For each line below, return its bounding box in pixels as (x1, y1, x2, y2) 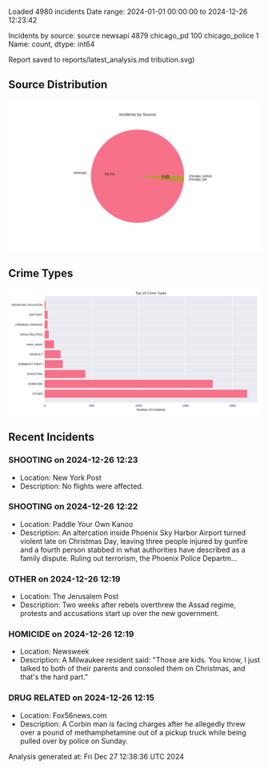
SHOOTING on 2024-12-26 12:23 (8, 454, 138, 465)
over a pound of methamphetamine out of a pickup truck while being (19, 727, 246, 737)
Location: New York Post (19, 473, 102, 482)
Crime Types (8, 267, 74, 280)
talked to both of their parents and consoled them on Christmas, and (19, 664, 246, 674)
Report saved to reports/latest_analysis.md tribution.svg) (8, 55, 195, 64)
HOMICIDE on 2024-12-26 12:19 (8, 629, 134, 640)
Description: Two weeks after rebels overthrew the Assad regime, (19, 600, 236, 610)
